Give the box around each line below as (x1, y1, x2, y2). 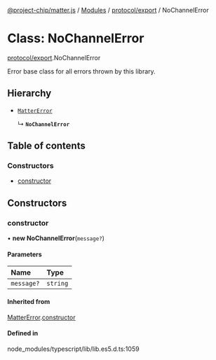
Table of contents (7, 140, 86, 152)
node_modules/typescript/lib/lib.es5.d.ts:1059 (7, 345, 140, 353)
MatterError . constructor (7, 313, 76, 321)
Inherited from (7, 297, 50, 305)
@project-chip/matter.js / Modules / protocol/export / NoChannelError (7, 6, 209, 14)
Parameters (7, 250, 42, 258)
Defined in (7, 329, 39, 338)
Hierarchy (7, 88, 52, 99)
